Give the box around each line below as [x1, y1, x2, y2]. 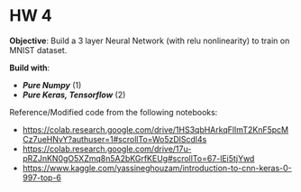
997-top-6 [22, 172, 61, 183]
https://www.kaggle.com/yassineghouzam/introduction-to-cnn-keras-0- [22, 162, 293, 173]
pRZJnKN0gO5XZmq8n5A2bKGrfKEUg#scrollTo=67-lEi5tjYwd [22, 152, 255, 163]
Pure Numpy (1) [22, 79, 82, 90]
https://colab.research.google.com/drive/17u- [22, 143, 192, 154]
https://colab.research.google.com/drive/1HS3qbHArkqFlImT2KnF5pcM [22, 123, 289, 135]
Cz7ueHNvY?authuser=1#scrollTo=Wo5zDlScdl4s [22, 133, 207, 144]
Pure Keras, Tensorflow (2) [22, 89, 126, 100]
